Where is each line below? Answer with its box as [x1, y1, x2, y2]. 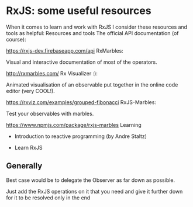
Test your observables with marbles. [6, 110, 94, 117]
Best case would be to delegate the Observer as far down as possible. [6, 177, 175, 184]
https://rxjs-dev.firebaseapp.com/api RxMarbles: [6, 47, 124, 54]
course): [6, 36, 26, 43]
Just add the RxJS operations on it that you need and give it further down [6, 188, 183, 195]
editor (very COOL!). [6, 87, 56, 94]
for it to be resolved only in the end [6, 194, 91, 201]
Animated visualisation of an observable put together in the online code [6, 81, 178, 88]
